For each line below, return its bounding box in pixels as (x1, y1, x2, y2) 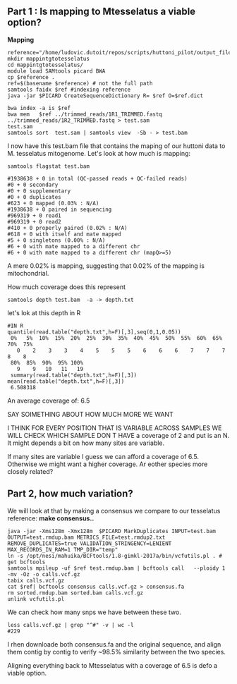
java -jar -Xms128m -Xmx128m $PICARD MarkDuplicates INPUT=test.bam (7, 527, 217, 535)
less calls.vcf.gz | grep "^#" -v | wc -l (7, 621, 134, 628)
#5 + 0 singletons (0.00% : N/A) (7, 236, 106, 244)
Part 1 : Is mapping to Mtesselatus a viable (7, 6, 196, 18)
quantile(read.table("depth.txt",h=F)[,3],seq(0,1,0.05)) (7, 328, 181, 336)
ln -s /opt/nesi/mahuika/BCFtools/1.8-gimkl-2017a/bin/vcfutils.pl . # (7, 552, 222, 559)
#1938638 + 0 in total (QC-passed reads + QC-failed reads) (7, 175, 188, 182)
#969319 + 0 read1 (7, 212, 61, 219)
